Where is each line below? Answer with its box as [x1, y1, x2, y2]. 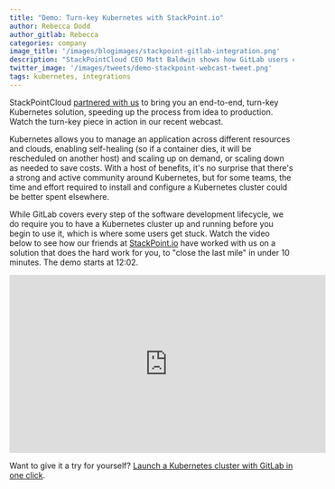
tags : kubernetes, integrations [9, 72, 131, 81]
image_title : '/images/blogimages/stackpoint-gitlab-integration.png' [9, 47, 281, 56]
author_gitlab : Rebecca [9, 30, 99, 39]
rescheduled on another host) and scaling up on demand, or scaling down [9, 153, 284, 164]
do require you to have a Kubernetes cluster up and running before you [9, 218, 274, 229]
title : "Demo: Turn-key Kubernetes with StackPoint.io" [9, 13, 224, 23]
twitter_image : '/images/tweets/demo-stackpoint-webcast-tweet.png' [9, 64, 273, 73]
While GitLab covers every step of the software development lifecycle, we [9, 209, 284, 220]
